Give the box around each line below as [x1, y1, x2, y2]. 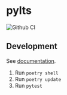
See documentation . [6, 57, 56, 64]
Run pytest [14, 82, 43, 89]
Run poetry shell [14, 69, 59, 76]
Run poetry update [14, 75, 62, 82]
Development [6, 41, 58, 51]
